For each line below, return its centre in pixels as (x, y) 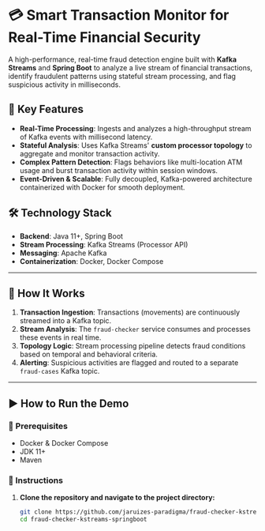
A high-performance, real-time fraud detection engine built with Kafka (123, 59)
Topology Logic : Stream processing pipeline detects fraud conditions (132, 346)
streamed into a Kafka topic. (65, 321)
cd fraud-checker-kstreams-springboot (83, 520)
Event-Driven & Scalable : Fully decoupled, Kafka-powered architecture (136, 179)
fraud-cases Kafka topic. (60, 371)
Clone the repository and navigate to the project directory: (117, 498)
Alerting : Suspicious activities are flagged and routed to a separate (129, 363)
